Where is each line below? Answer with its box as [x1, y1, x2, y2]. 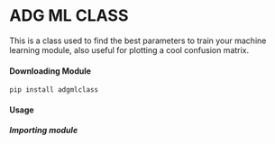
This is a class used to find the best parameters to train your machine [9, 35, 267, 46]
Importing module [9, 125, 78, 136]
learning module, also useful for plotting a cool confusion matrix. [9, 44, 250, 55]
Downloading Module [9, 65, 92, 76]
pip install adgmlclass [9, 85, 99, 94]
